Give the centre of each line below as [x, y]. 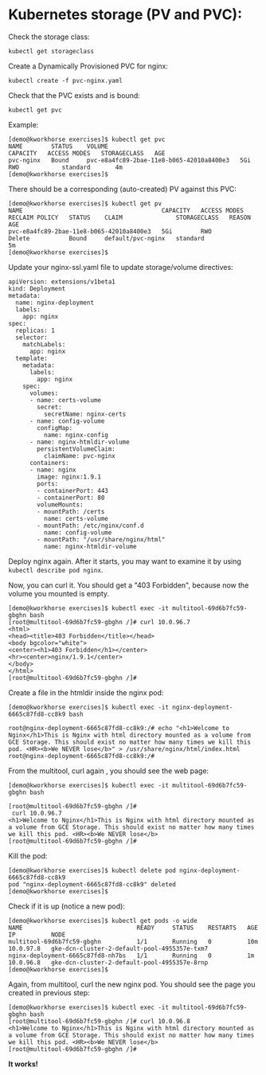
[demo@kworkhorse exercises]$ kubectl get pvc [87, 139]
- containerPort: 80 [71, 498]
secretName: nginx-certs [85, 414]
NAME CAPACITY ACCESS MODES [126, 210]
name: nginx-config [76, 435]
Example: [23, 124]
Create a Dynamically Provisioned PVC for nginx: [88, 66]
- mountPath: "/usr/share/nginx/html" [101, 539]
